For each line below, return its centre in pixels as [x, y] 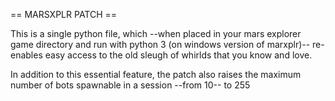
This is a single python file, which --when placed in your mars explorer [156, 33]
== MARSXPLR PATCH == [64, 14]
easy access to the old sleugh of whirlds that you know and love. [178, 55]
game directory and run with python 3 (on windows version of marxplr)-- [160, 44]
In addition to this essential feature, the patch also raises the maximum [156, 74]
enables [26, 55]
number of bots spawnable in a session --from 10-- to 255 [130, 85]
